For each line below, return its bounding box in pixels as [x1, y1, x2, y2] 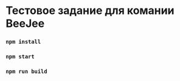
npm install [5, 38, 41, 46]
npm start [5, 53, 35, 60]
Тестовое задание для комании [5, 4, 175, 18]
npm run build [5, 68, 47, 75]
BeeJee [5, 16, 45, 30]
